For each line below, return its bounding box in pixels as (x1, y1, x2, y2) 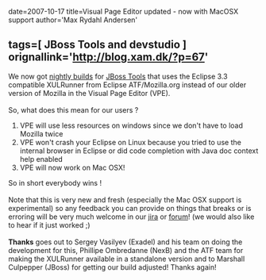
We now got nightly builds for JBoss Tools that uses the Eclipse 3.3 (8, 71, 228, 81)
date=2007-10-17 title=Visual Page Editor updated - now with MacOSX (8, 7, 239, 16)
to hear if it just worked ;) (8, 220, 91, 229)
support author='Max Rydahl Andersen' (8, 15, 138, 25)
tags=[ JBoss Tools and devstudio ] (8, 38, 187, 52)
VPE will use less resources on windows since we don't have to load (19, 121, 244, 130)
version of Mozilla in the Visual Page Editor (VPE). (8, 88, 171, 98)
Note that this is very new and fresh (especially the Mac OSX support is (8, 194, 242, 205)
